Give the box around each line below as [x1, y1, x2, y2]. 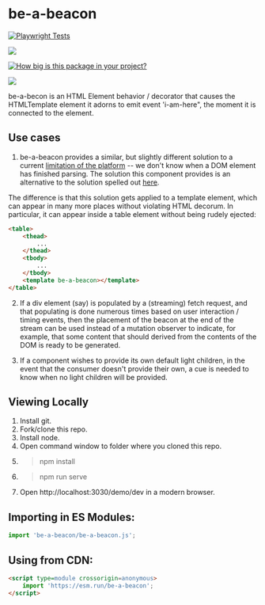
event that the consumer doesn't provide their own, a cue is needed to [19, 363, 249, 373]
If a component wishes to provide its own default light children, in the [19, 356, 245, 365]
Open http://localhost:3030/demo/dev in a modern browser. [19, 488, 215, 497]
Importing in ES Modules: [8, 510, 135, 523]
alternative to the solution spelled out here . [19, 177, 160, 187]
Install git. [19, 417, 52, 426]
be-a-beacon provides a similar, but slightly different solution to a [19, 152, 233, 162]
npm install [39, 457, 75, 466]
